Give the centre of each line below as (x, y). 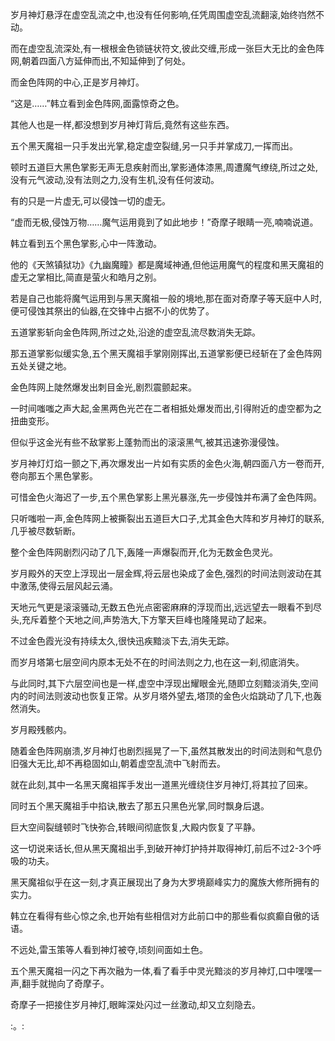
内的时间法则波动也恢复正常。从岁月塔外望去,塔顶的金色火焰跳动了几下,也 (162, 696)
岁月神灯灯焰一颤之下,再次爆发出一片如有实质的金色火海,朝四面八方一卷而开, (167, 463)
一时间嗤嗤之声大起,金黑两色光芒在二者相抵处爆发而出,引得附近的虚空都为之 (166, 408)
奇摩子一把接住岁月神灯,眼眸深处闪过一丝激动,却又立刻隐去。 (136, 1004)
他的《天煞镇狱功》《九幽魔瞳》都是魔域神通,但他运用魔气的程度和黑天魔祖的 (167, 264)
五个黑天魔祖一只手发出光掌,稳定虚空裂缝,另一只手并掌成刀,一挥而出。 (154, 146)
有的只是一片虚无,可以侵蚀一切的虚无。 (91, 201)
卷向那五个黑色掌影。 (54, 476)
